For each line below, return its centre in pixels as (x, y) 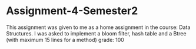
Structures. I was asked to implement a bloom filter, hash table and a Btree (96, 33)
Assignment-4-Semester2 (72, 11)
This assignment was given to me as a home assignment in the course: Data (98, 27)
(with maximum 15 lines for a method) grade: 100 (65, 40)
